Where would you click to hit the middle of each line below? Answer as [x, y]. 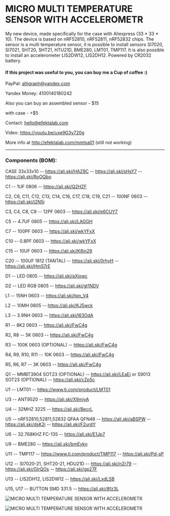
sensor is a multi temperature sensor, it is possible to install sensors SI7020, [84, 44]
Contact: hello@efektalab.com [37, 123]
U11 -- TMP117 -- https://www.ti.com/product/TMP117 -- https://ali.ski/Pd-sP [84, 454]
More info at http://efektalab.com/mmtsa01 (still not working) [69, 143]
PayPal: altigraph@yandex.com [38, 84]
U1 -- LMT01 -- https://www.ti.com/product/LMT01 [58, 390]
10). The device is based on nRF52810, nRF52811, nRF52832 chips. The [80, 39]
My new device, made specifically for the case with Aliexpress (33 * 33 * [82, 33]
